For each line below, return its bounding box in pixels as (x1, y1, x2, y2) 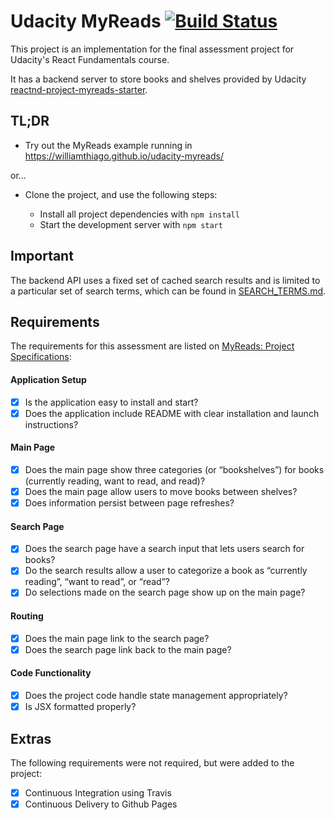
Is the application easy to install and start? (24, 396, 199, 408)
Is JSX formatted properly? (24, 701, 137, 713)
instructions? (24, 418, 79, 430)
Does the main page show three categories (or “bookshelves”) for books (24, 463, 325, 475)
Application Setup (10, 373, 87, 385)
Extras (10, 730, 52, 747)
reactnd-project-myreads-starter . (10, 83, 148, 95)
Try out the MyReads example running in (24, 139, 193, 151)
